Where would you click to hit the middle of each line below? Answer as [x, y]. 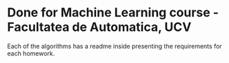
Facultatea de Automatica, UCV [99, 27]
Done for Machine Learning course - [113, 13]
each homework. [31, 53]
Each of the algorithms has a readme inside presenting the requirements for [114, 46]
